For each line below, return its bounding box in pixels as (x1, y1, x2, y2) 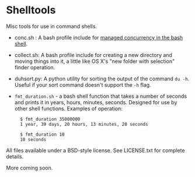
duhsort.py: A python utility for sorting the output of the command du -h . (14, 75, 190, 82)
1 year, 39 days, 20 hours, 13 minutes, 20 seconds (20, 121, 148, 127)
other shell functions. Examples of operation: (14, 105, 123, 112)
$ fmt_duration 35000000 (20, 116, 81, 122)
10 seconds (20, 136, 47, 143)
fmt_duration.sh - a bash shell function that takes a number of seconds (14, 93, 187, 100)
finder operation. (14, 63, 55, 70)
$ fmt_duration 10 (20, 132, 65, 137)
